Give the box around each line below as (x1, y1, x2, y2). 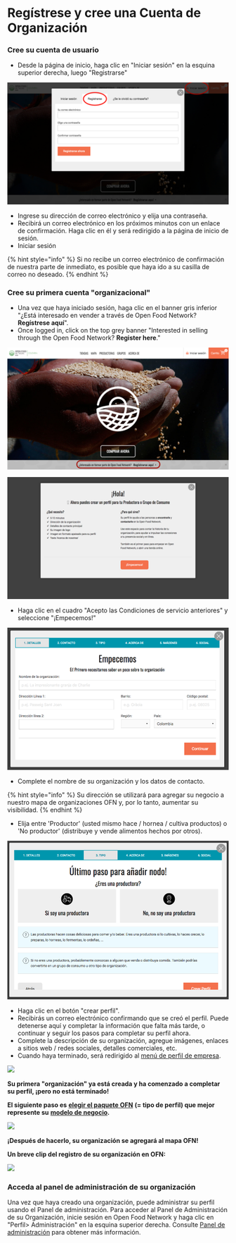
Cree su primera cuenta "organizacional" (7, 287, 151, 297)
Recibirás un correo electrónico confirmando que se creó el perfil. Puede (17, 1013, 229, 1022)
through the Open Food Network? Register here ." (17, 333, 161, 342)
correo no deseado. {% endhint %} (7, 270, 109, 279)
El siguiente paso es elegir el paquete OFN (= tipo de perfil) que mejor (7, 1101, 215, 1109)
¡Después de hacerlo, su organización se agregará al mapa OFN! (7, 1136, 199, 1144)
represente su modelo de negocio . (7, 1108, 110, 1116)
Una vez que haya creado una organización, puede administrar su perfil (7, 1198, 215, 1206)
